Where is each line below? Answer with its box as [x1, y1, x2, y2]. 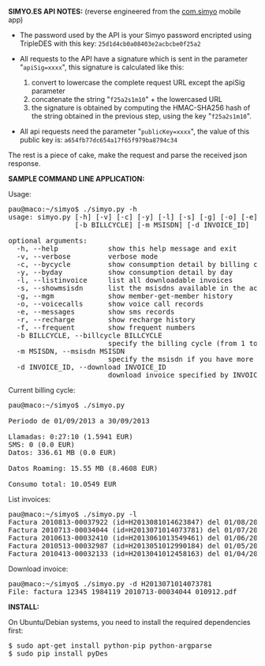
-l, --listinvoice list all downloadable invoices [16, 276, 233, 284]
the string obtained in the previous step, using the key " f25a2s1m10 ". [31, 111, 252, 121]
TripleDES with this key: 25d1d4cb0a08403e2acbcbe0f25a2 [19, 39, 201, 48]
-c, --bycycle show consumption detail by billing [16, 260, 250, 269]
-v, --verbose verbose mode [16, 252, 159, 261]
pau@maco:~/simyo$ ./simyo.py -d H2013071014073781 [8, 580, 213, 588]
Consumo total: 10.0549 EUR [8, 480, 117, 488]
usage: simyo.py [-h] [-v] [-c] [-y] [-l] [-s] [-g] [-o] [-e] [8, 213, 258, 221]
